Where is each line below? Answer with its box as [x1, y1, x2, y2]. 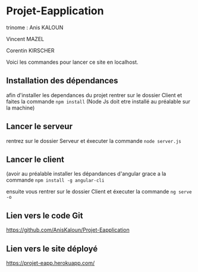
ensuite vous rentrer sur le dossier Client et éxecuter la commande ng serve [6, 188, 192, 195]
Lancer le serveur [6, 121, 73, 132]
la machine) [6, 104, 35, 111]
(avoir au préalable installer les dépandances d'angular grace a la [6, 170, 166, 177]
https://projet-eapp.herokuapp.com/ [6, 260, 95, 266]
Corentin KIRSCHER [6, 46, 55, 54]
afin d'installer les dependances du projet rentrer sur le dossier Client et [6, 91, 183, 99]
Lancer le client [6, 154, 64, 164]
